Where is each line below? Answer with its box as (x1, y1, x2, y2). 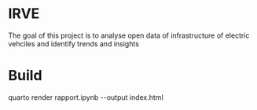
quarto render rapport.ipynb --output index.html (8, 92, 163, 102)
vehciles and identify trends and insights (8, 38, 140, 48)
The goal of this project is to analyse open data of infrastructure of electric (8, 31, 250, 40)
